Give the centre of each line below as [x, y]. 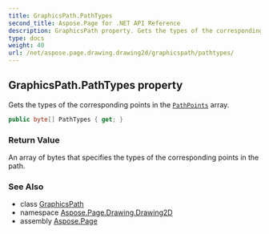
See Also [26, 187]
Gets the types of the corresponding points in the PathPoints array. [119, 104]
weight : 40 [26, 46]
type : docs [26, 38]
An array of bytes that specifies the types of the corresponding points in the [134, 157]
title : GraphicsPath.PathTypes [60, 16]
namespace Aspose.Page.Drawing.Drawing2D [96, 212]
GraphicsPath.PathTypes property [96, 85]
